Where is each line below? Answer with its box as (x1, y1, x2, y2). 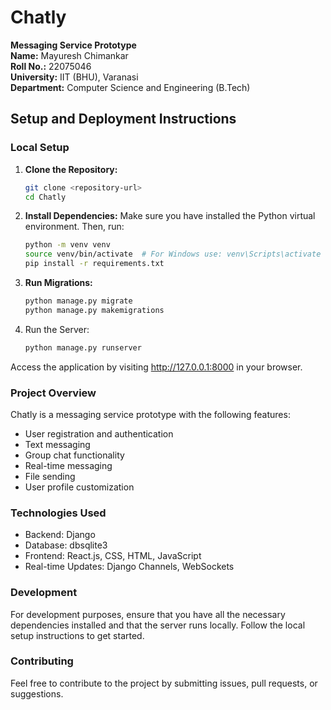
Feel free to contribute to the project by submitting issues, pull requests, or (10, 677, 318, 689)
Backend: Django (24, 529, 96, 541)
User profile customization (24, 481, 135, 493)
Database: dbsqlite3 (24, 539, 108, 551)
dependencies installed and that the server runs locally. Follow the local (10, 619, 306, 631)
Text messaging (24, 438, 91, 450)
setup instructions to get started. (10, 629, 145, 641)
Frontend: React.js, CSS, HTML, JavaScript (24, 550, 202, 562)
